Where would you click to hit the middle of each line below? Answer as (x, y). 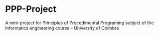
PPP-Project (31, 9)
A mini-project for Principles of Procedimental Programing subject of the (79, 23)
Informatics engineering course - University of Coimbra (62, 28)
